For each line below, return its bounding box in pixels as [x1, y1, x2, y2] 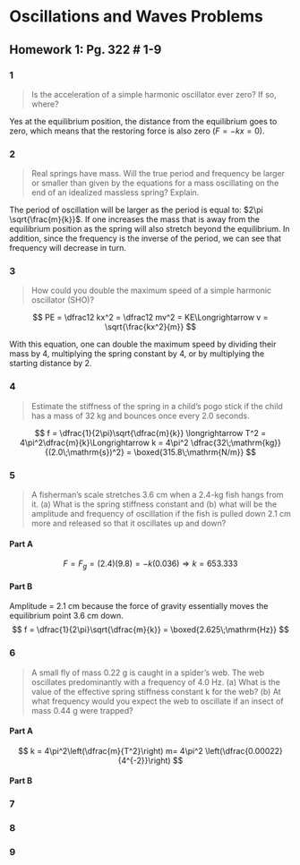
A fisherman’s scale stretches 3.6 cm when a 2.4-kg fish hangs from [30, 490, 284, 501]
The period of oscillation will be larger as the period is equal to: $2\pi [9, 204, 264, 216]
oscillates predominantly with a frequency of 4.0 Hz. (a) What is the [30, 676, 280, 687]
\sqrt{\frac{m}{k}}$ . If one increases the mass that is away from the [9, 214, 260, 225]
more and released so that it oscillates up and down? [30, 518, 227, 529]
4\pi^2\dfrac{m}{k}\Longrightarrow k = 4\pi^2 [19, 437, 190, 448]
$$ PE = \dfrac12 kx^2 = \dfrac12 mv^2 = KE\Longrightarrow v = [32, 312, 269, 323]
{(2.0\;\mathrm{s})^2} [44, 446, 125, 458]
